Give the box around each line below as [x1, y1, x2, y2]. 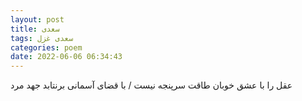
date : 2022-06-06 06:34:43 [10, 52, 123, 62]
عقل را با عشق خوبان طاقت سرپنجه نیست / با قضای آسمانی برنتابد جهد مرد [10, 79, 293, 91]
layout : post [10, 14, 65, 25]
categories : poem [10, 42, 83, 53]
